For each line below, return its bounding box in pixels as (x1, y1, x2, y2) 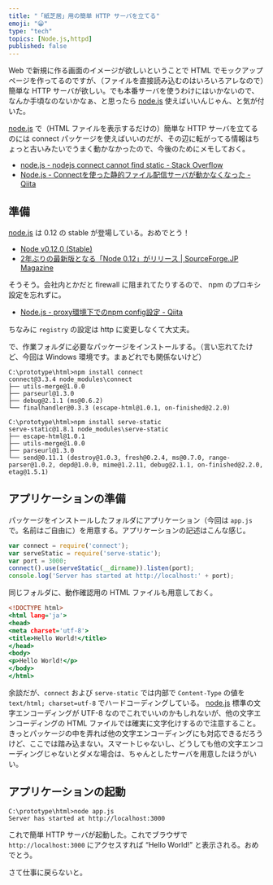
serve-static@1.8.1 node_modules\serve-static (8, 425, 169, 433)
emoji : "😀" (8, 20, 48, 28)
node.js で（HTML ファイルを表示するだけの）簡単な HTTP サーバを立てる (8, 124, 258, 134)
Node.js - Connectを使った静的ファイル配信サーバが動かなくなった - (19, 170, 251, 180)
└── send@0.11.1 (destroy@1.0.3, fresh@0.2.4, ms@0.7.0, (8, 453, 206, 462)
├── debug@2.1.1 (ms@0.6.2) (8, 396, 104, 405)
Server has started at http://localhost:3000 (8, 814, 165, 822)
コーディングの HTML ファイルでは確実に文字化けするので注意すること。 (15, 718, 260, 728)
